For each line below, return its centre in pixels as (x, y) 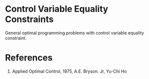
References (29, 58)
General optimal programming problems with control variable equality (75, 33)
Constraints (29, 19)
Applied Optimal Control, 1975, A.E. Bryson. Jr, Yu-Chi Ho (69, 71)
